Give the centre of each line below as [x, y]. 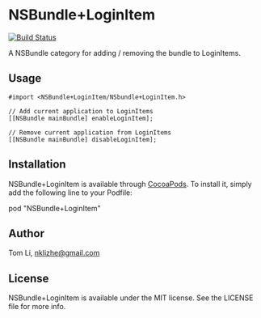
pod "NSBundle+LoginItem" [55, 208]
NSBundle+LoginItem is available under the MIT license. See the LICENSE [131, 298]
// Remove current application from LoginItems [90, 132]
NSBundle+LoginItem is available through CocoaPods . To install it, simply [130, 184]
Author [26, 233]
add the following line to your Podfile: [71, 193]
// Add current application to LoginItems [81, 111]
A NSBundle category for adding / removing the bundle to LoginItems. [124, 53]
